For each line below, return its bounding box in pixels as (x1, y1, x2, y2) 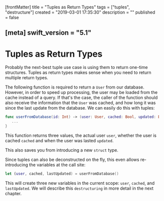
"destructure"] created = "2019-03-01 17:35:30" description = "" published (5, 9, 155, 15)
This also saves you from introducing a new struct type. (5, 147, 119, 153)
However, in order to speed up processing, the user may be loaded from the (5, 89, 158, 95)
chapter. (5, 190, 22, 196)
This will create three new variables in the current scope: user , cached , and (5, 180, 155, 186)
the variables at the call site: (29, 161, 85, 168)
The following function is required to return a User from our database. (5, 84, 145, 90)
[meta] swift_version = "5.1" (5, 29, 92, 37)
